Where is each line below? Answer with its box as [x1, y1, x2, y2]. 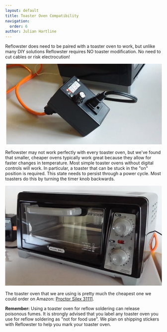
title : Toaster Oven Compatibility [5, 13, 79, 18]
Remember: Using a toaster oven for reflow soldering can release [5, 306, 140, 312]
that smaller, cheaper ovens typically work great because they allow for [5, 154, 152, 160]
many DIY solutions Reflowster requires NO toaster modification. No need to [5, 49, 161, 55]
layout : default [5, 8, 39, 13]
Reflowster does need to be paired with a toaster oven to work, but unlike [5, 43, 156, 49]
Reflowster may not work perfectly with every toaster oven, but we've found [5, 149, 161, 155]
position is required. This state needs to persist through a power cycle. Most [5, 170, 161, 176]
